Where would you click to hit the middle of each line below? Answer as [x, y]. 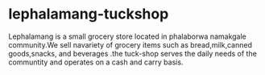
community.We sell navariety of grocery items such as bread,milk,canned [130, 44]
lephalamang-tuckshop [89, 14]
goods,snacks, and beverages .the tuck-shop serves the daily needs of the [133, 53]
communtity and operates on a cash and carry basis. [96, 62]
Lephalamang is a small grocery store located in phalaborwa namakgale [128, 36]
